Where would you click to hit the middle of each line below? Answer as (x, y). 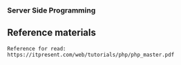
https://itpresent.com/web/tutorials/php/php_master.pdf (91, 55)
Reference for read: (37, 48)
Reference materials (52, 33)
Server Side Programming (51, 10)
